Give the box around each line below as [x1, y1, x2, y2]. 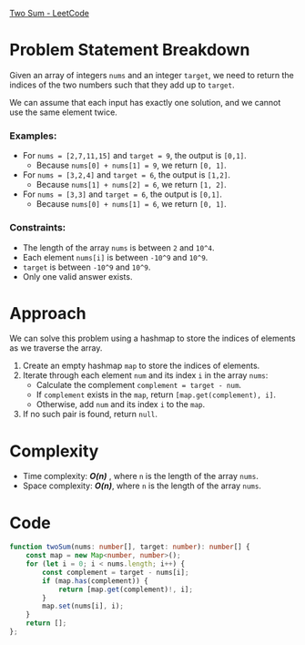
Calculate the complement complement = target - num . [36, 380, 242, 391]
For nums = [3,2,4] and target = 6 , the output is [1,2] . [22, 169, 230, 180]
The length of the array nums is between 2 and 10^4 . [22, 241, 215, 253]
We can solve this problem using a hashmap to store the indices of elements [9, 333, 296, 344]
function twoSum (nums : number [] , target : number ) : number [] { [9, 542, 250, 552]
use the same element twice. [9, 107, 118, 118]
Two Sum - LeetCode [9, 8, 89, 18]
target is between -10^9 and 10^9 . [22, 261, 151, 272]
